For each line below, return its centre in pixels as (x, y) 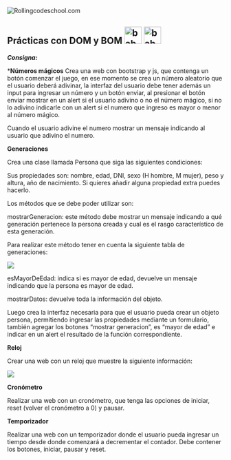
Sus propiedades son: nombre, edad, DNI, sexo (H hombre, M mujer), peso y (115, 175)
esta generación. (31, 231)
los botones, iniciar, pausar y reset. (57, 449)
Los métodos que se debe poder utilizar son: (70, 203)
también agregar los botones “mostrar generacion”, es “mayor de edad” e (111, 326)
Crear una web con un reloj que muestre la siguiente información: (100, 361)
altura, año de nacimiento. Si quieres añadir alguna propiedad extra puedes (114, 182)
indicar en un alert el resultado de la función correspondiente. (95, 334)
